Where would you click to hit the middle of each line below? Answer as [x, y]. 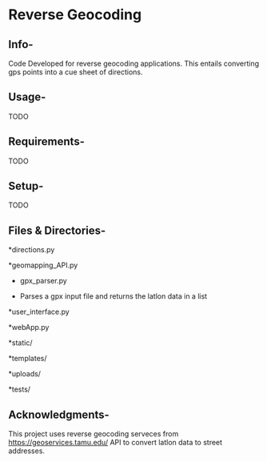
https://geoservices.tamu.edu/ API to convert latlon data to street [115, 443]
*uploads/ [25, 374]
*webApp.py [29, 327]
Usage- [27, 97]
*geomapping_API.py [43, 265]
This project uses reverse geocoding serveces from [94, 434]
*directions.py [32, 250]
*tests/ [19, 389]
